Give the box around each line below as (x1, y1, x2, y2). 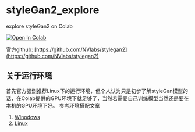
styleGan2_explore (6, 3, 100, 17)
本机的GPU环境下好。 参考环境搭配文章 (6, 102, 100, 109)
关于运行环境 (6, 71, 52, 81)
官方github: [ (6, 46, 37, 53)
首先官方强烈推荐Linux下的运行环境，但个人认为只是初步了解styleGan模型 (6, 87, 183, 94)
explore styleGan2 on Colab (6, 23, 73, 30)
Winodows (14, 113, 41, 120)
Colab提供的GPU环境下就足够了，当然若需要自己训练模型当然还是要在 (21, 94, 189, 102)
